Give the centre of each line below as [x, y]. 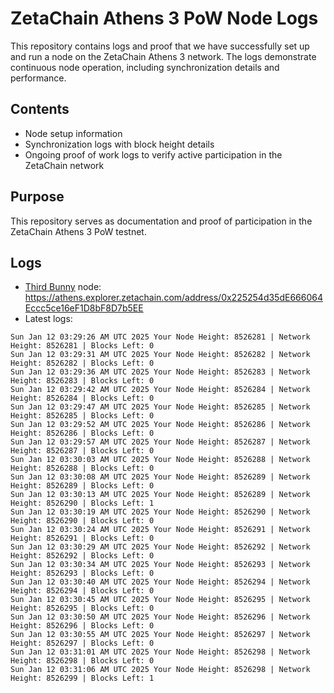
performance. [38, 78]
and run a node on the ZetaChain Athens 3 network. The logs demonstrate [163, 56]
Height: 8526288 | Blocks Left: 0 [82, 468]
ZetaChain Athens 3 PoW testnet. [78, 231]
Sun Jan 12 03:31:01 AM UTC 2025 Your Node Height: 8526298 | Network [160, 652]
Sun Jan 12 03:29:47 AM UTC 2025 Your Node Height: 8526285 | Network [160, 407]
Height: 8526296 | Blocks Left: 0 [82, 626]
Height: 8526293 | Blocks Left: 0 [82, 573]
